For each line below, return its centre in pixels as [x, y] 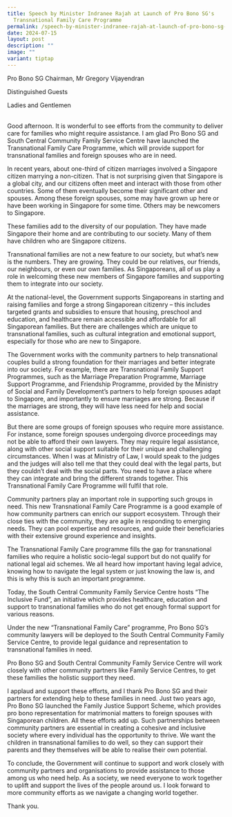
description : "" [30, 46]
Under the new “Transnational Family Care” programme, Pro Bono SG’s [108, 627]
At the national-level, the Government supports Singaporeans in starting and [116, 297]
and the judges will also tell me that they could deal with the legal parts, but [114, 463]
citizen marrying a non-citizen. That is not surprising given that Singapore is [115, 176]
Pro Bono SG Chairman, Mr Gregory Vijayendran [76, 78]
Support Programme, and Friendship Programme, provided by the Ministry [113, 384]
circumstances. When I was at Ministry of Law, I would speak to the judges [113, 456]
